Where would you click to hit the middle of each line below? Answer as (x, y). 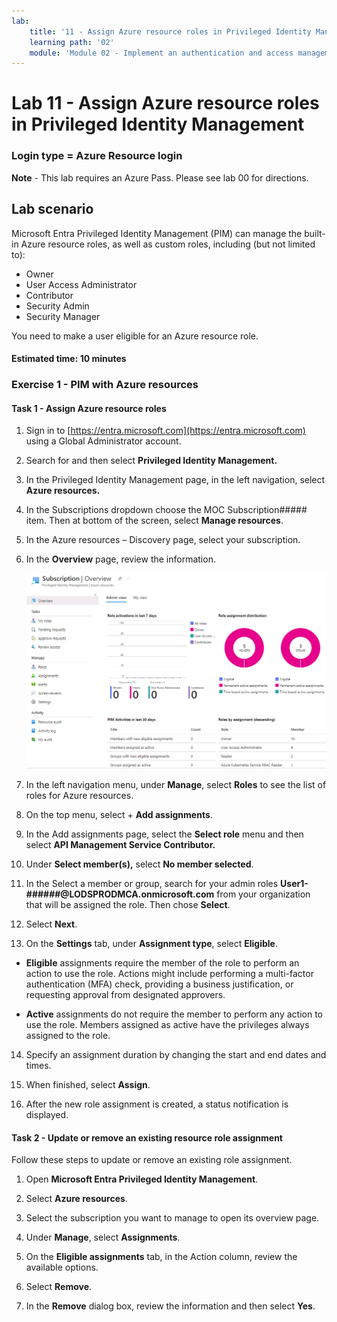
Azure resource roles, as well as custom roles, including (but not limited (168, 244)
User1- (294, 884)
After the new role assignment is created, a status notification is (157, 1104)
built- (315, 233)
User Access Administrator (81, 284)
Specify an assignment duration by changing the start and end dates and (176, 1055)
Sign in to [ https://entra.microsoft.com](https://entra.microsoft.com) (165, 431)
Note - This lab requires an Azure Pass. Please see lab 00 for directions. (160, 177)
